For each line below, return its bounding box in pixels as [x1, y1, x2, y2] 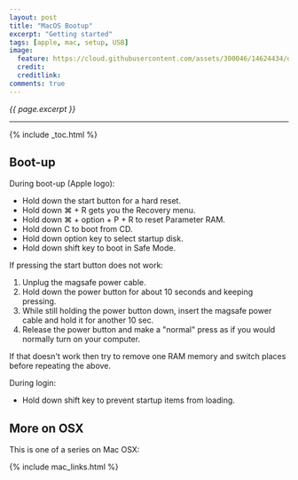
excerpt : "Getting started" [9, 29, 114, 38]
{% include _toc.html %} [9, 129, 98, 140]
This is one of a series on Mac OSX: [9, 444, 140, 455]
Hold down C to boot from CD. [21, 224, 133, 235]
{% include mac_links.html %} [9, 461, 119, 472]
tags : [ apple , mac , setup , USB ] [9, 37, 129, 47]
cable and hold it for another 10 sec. [21, 315, 154, 325]
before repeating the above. [9, 361, 112, 372]
